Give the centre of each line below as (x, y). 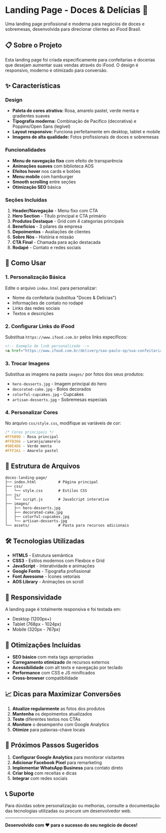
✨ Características (33, 86)
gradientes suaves (31, 116)
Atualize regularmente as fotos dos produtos (59, 709)
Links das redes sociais (36, 308)
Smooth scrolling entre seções (44, 182)
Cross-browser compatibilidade (45, 678)
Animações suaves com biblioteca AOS (53, 166)
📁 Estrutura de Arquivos (43, 466)
